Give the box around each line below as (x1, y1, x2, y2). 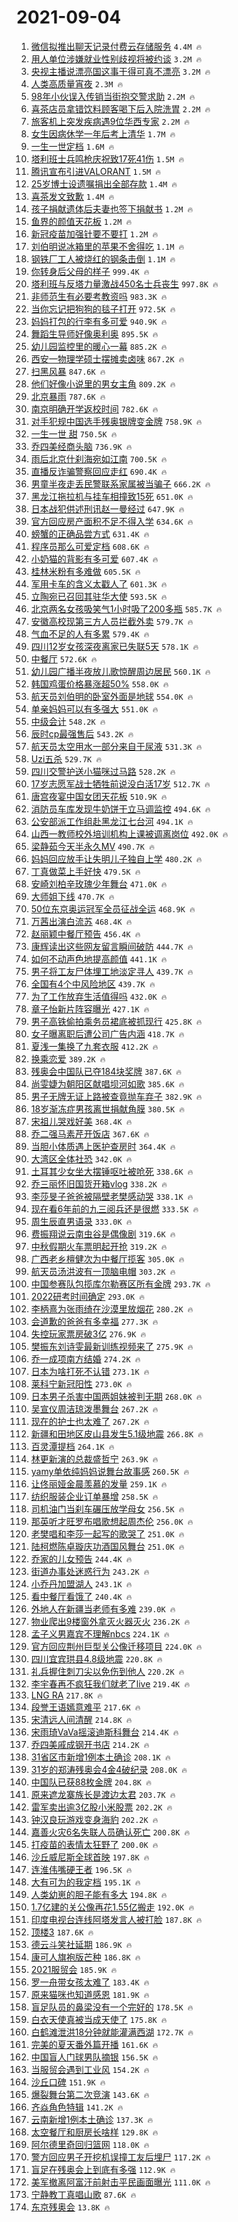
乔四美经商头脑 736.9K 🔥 (30, 440, 133, 452)
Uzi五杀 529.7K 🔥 (30, 752, 103, 765)
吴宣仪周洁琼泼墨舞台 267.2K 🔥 (30, 1402, 159, 1415)
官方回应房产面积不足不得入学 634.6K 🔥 (30, 515, 194, 527)
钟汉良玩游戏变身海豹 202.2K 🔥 (30, 1813, 159, 1825)
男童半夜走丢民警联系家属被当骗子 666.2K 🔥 (30, 477, 211, 490)
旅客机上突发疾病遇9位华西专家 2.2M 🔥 (30, 115, 190, 127)
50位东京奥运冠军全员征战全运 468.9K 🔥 (30, 902, 196, 915)
